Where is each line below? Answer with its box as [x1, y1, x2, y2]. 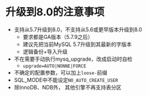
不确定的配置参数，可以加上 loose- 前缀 [14, 69, 107, 76]
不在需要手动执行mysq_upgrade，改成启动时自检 [14, 55, 133, 62]
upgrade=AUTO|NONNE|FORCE [22, 63, 86, 69]
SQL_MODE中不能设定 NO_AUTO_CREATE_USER [14, 76, 119, 83]
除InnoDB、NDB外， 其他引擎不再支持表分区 [14, 84, 122, 91]
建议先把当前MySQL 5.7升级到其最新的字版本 [22, 41, 132, 48]
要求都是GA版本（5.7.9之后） [22, 33, 93, 40]
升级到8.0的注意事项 [5, 5, 105, 19]
